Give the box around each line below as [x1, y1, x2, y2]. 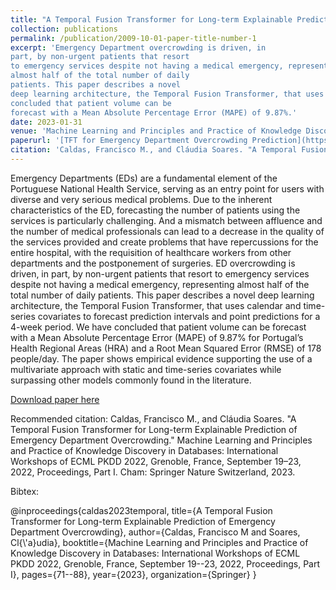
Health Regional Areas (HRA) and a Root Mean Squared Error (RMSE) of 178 [10, 342, 322, 354]
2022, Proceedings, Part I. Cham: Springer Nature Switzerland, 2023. [10, 466, 296, 478]
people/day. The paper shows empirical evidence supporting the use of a [10, 352, 313, 365]
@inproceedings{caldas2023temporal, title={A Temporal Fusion [10, 504, 273, 516]
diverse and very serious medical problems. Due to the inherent [10, 193, 273, 205]
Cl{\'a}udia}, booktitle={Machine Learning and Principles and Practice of [10, 536, 309, 548]
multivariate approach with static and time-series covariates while [10, 363, 282, 375]
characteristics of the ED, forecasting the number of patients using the [10, 204, 301, 216]
